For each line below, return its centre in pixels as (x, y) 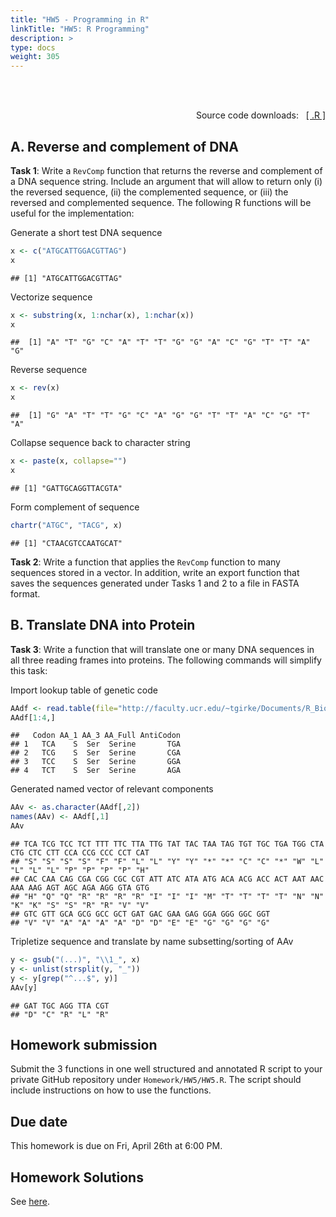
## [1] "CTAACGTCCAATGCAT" (66, 543)
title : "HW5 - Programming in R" (80, 19)
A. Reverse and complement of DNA (124, 146)
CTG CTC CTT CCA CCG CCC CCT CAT (80, 853)
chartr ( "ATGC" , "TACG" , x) (66, 525)
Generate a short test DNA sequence (86, 232)
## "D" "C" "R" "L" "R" (60, 1014)
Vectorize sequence (51, 297)
